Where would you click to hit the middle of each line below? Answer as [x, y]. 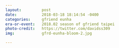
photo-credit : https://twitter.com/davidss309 [58, 29]
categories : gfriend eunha [38, 19]
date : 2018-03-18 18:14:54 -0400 [52, 15]
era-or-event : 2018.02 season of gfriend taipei [60, 24]
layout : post [28, 10]
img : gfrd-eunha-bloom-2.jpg [49, 33]
